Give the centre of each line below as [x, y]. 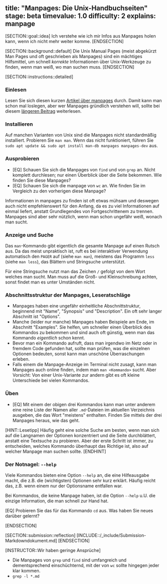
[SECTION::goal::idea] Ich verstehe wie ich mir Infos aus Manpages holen [81, 36]
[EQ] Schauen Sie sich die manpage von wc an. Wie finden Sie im [79, 185]
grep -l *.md [26, 576]
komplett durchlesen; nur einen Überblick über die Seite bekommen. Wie [87, 175]
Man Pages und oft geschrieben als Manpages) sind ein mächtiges [74, 56]
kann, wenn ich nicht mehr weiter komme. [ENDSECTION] [64, 41]
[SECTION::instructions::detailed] [39, 77]
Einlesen [16, 90]
